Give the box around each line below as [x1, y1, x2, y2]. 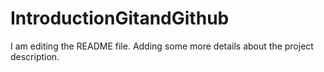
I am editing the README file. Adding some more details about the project [10, 40, 314, 52]
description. [10, 50, 60, 62]
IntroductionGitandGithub [10, 7, 230, 30]
